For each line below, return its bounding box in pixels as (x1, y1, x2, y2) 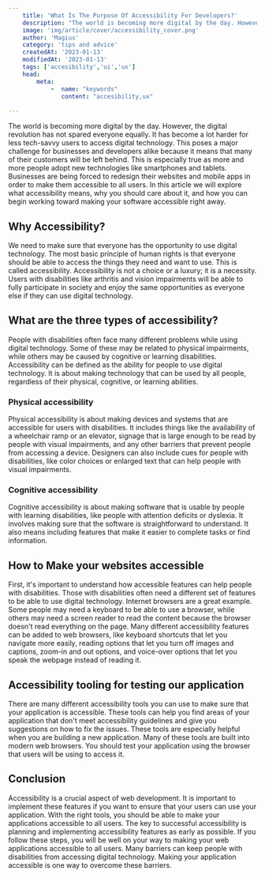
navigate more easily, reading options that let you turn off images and (8, 639, 234, 648)
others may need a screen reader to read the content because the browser (8, 613, 251, 623)
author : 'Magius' (22, 33, 80, 42)
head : (22, 70, 41, 78)
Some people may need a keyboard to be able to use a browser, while (8, 605, 235, 614)
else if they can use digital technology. (8, 291, 134, 300)
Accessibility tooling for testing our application (8, 678, 244, 692)
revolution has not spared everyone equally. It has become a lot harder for (8, 129, 249, 139)
